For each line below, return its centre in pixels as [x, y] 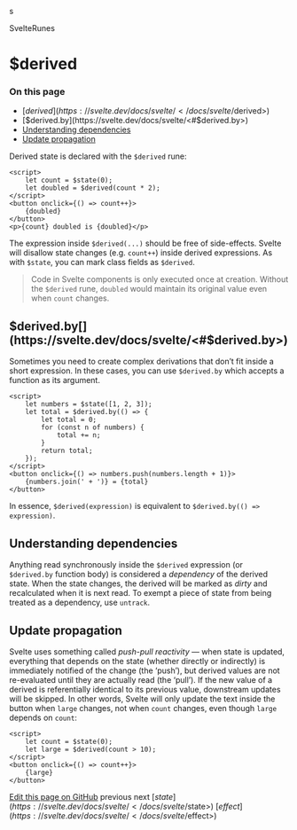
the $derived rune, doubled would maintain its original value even [149, 289]
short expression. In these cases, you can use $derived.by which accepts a [147, 371]
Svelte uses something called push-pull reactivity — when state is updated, [147, 651]
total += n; [78, 435]
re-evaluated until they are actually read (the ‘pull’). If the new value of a [141, 679]
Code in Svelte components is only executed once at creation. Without [160, 279]
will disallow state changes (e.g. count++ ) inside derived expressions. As [141, 253]
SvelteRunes [32, 28]
